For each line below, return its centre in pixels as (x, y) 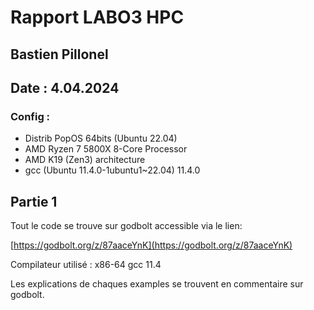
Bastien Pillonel (59, 54)
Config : (30, 116)
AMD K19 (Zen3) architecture (85, 160)
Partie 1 (34, 201)
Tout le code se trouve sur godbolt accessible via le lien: (126, 226)
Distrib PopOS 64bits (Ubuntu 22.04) (101, 138)
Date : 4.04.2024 (65, 87)
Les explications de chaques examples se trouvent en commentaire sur (157, 284)
